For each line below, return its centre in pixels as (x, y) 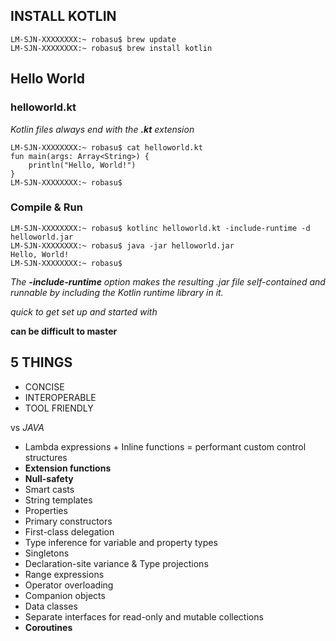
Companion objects (65, 595)
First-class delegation (69, 531)
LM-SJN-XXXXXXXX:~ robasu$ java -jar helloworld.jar (122, 245)
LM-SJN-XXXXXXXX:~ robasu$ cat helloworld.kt (106, 147)
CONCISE (44, 386)
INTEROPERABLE (60, 397)
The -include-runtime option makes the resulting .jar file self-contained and (168, 281)
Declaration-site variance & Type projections (116, 563)
